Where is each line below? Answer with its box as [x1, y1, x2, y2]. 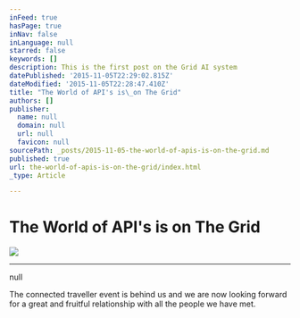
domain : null [17, 121, 66, 130]
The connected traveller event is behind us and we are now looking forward [9, 289, 287, 300]
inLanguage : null [9, 38, 74, 47]
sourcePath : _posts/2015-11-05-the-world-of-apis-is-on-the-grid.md [9, 146, 270, 155]
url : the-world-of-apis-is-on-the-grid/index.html [9, 163, 202, 172]
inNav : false [9, 29, 58, 38]
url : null [17, 130, 54, 138]
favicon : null [17, 138, 70, 146]
